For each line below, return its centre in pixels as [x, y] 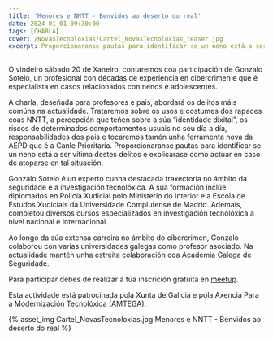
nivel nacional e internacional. [58, 222]
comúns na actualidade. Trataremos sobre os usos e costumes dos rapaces [135, 111]
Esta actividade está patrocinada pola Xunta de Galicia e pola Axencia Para [134, 295]
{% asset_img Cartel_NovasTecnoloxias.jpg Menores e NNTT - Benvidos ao [135, 320]
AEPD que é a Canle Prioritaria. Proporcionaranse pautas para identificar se [135, 146]
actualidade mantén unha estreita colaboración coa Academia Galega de [130, 255]
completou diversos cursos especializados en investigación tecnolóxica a [131, 213]
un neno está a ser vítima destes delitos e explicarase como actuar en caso [134, 155]
